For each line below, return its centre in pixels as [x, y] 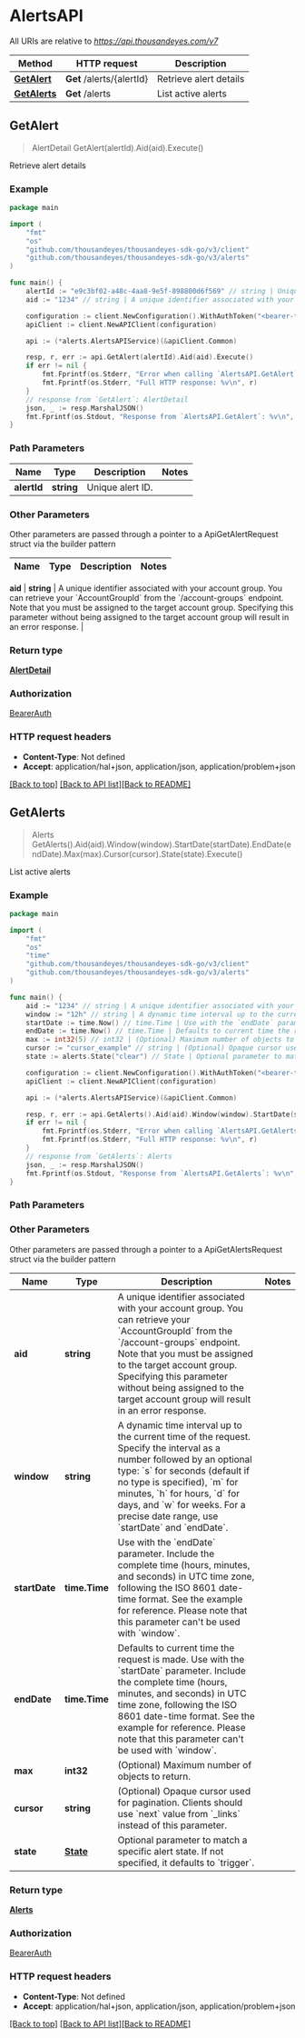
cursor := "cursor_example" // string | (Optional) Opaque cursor [154, 1048]
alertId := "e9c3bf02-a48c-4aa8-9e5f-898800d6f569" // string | [150, 292]
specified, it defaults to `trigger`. [186, 1863]
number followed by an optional [185, 1459]
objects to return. [154, 1776]
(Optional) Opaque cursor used [184, 1791]
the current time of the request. [184, 1436]
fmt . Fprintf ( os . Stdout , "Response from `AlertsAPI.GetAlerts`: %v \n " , [162, 1174]
